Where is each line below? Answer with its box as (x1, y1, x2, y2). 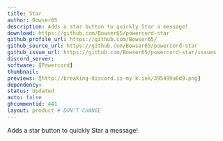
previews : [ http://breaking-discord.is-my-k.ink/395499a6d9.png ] (7, 74, 201, 82)
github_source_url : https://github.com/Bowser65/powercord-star (7, 42, 198, 49)
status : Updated (7, 88, 54, 94)
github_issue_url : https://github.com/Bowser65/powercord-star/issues (7, 49, 217, 56)
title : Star (7, 10, 42, 17)
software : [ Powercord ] (7, 62, 73, 69)
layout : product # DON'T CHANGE (7, 107, 101, 114)
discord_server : (7, 56, 54, 63)
